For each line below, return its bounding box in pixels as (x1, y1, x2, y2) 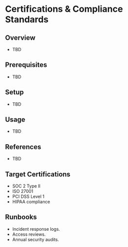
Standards (5, 14, 49, 25)
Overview (5, 33, 36, 42)
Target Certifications (5, 170, 70, 178)
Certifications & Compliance (5, 3, 123, 15)
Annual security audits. (12, 236, 59, 242)
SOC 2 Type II (12, 183, 41, 189)
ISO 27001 (12, 188, 33, 194)
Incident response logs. (12, 226, 60, 232)
